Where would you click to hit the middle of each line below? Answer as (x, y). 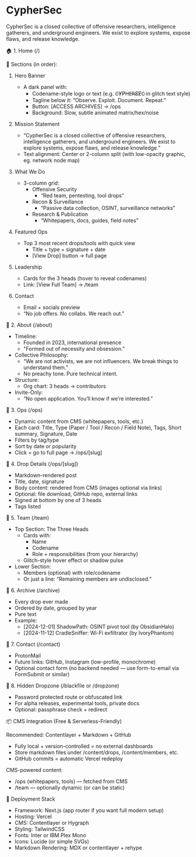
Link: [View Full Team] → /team (61, 284)
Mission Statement (37, 124)
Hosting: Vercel (33, 817)
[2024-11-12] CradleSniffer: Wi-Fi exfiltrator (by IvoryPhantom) (99, 633)
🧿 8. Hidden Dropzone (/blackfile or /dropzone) (63, 685)
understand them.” (46, 367)
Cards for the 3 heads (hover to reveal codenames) (85, 278)
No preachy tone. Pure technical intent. (71, 374)
